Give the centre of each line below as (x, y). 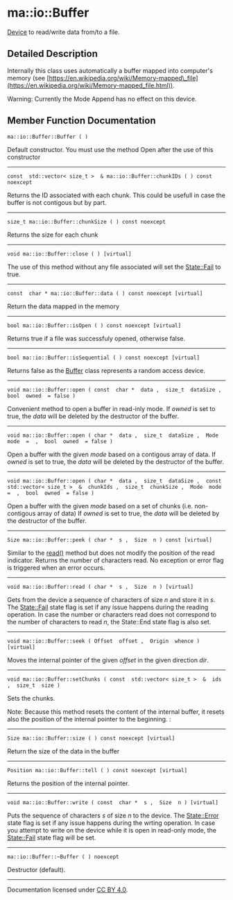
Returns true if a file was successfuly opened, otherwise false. (96, 338)
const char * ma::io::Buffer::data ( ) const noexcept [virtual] (105, 293)
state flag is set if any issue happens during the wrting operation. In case (111, 823)
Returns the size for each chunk (53, 235)
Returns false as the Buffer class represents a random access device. (106, 370)
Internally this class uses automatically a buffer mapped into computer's (110, 70)
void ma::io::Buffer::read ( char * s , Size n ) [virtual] (101, 587)
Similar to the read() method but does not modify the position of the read (111, 553)
